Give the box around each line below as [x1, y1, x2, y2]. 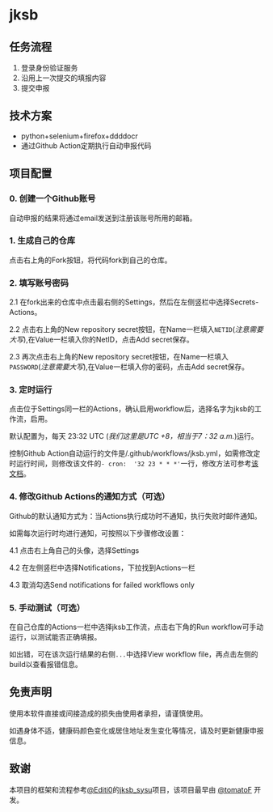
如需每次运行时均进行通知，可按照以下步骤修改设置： [9, 528, 187, 538]
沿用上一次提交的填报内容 [20, 73, 107, 83]
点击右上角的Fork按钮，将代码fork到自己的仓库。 [9, 255, 172, 265]
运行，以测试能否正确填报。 [9, 631, 102, 641]
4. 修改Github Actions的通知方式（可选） [9, 491, 170, 503]
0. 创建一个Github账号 [9, 193, 96, 204]
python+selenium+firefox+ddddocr [20, 131, 138, 141]
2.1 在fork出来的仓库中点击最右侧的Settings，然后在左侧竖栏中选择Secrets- [9, 297, 259, 307]
